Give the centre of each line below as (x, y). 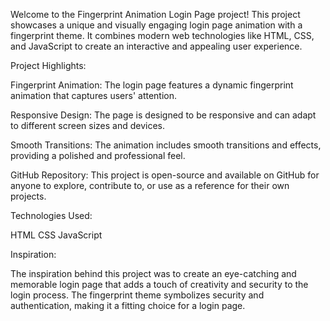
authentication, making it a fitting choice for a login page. (128, 305)
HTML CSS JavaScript (56, 235)
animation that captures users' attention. (94, 95)
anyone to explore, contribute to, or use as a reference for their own (150, 185)
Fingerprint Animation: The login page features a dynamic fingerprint (152, 85)
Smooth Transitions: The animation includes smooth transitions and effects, (166, 145)
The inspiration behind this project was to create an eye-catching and (153, 273)
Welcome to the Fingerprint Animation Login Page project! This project (155, 14)
